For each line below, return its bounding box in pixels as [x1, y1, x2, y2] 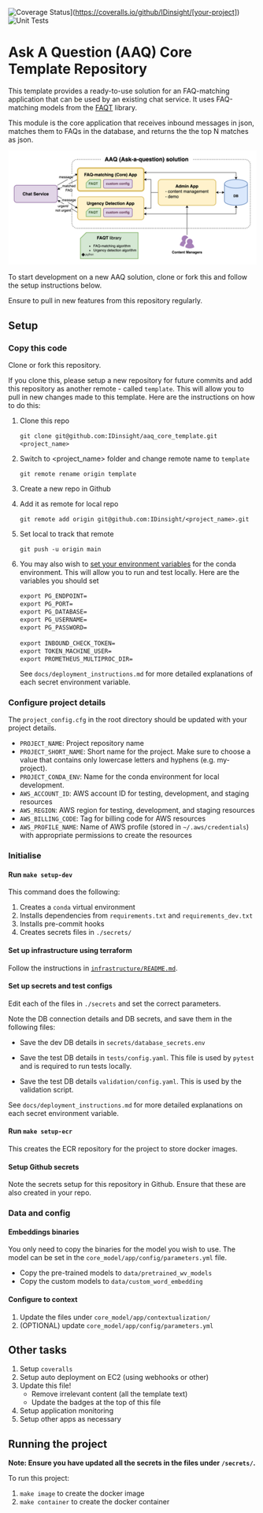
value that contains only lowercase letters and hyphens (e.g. [19, 755, 216, 765]
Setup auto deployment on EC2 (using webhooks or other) [19, 1373, 209, 1382]
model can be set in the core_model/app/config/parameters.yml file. [8, 1253, 228, 1263]
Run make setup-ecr [8, 1126, 73, 1136]
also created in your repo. [8, 1188, 92, 1197]
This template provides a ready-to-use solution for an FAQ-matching [8, 86, 230, 95]
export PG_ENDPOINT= [19, 591, 87, 600]
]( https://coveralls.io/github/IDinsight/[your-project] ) [69, 8, 240, 17]
